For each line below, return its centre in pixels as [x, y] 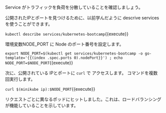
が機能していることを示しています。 [42, 105]
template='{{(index [25, 58]
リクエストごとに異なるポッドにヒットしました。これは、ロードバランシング [83, 99]
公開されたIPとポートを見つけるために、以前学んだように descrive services [82, 18]
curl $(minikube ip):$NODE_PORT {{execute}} [50, 89]
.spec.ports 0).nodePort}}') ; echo [85, 58]
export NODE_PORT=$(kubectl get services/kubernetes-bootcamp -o [74, 54]
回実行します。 [20, 79]
